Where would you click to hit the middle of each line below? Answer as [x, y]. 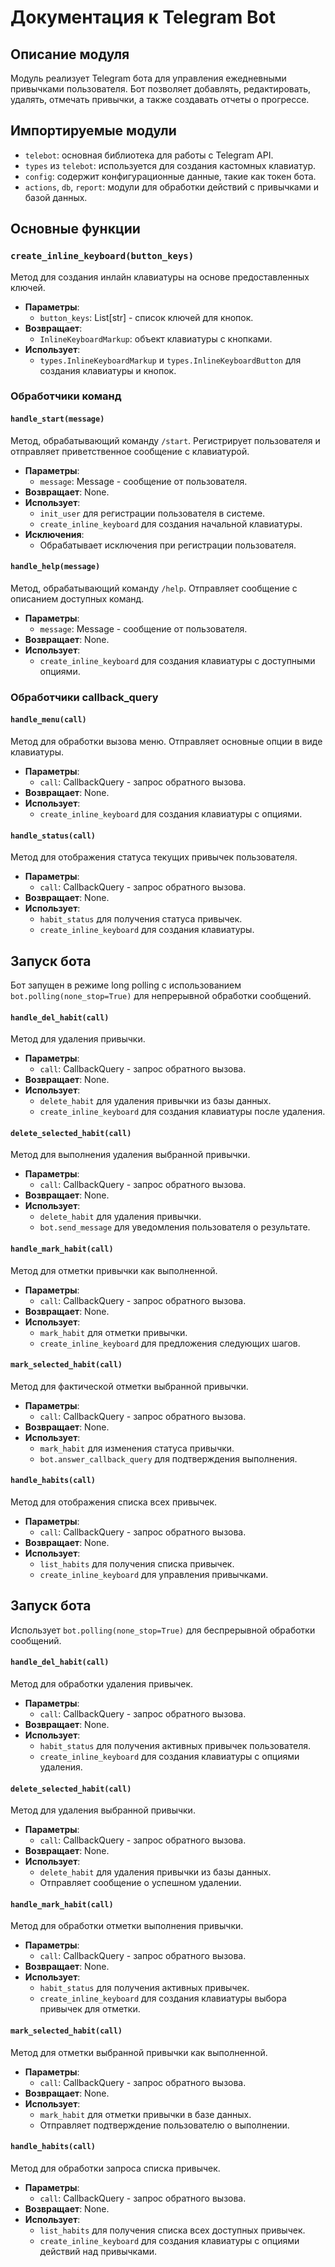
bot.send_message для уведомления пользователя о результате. [175, 1227]
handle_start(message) [57, 419]
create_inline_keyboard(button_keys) [102, 256]
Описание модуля [70, 54]
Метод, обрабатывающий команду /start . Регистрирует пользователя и [165, 440]
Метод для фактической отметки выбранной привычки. [129, 1386]
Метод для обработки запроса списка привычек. [115, 2168]
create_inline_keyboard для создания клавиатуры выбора [163, 1998]
